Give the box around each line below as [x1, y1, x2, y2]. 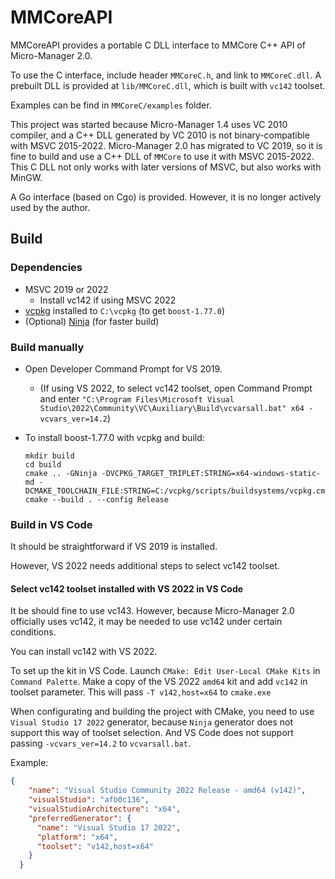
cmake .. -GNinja [24, 468, 98, 478]
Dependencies [10, 261, 83, 275]
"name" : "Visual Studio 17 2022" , [36, 822, 182, 833]
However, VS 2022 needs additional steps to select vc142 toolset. [10, 560, 280, 572]
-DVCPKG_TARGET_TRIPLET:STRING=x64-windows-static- [101, 468, 322, 478]
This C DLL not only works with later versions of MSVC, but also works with [10, 161, 322, 173]
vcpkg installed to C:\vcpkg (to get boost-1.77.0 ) [24, 304, 226, 316]
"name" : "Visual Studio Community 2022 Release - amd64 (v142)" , [28, 786, 307, 796]
